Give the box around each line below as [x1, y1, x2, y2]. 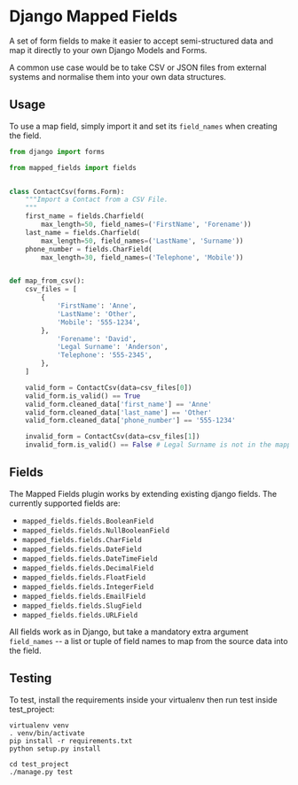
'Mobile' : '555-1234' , [56, 317, 141, 327]
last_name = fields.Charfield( [25, 228, 141, 237]
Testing [9, 671, 52, 686]
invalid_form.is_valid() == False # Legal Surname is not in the [25, 440, 272, 449]
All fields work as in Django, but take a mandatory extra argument [9, 626, 249, 637]
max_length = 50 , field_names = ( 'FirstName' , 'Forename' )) [41, 220, 252, 229]
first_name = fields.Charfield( [25, 212, 145, 221]
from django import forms [9, 147, 105, 156]
